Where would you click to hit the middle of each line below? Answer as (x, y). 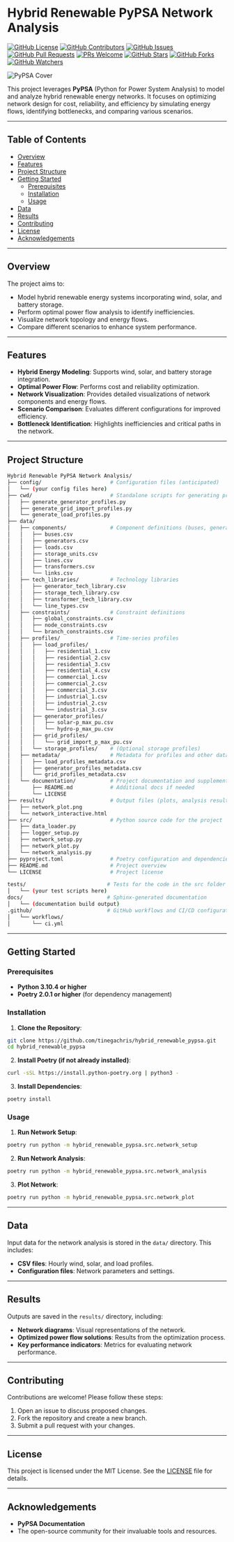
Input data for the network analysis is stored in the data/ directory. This (109, 1242)
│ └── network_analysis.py (49, 852)
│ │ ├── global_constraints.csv (60, 619)
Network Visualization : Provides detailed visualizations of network (114, 394)
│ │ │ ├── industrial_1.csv (57, 696)
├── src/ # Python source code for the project (115, 820)
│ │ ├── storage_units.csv (53, 554)
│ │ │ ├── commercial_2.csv (57, 684)
